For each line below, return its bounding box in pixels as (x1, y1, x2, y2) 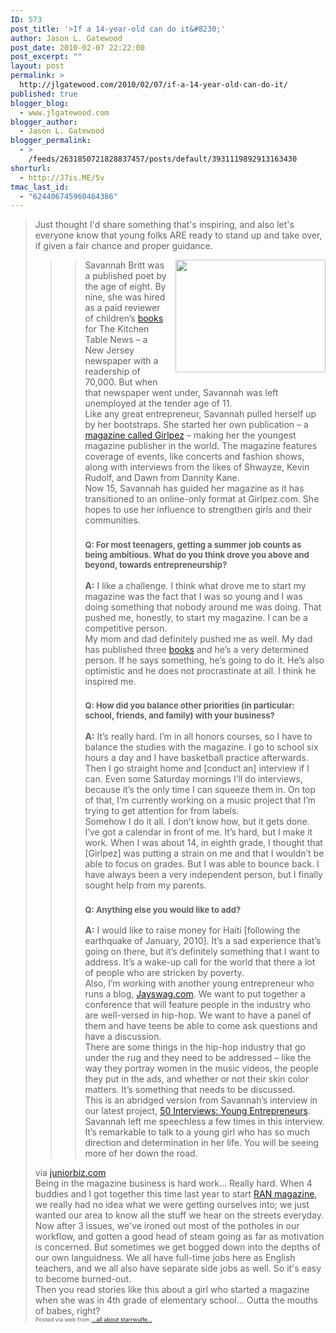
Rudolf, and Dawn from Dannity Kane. (84, 472, 240, 484)
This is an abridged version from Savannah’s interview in (84, 1094, 318, 1106)
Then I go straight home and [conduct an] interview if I (84, 762, 310, 774)
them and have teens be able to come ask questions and (84, 1020, 318, 1032)
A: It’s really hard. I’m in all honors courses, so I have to (84, 730, 313, 742)
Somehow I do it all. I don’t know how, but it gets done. (84, 815, 310, 827)
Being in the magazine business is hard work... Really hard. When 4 (34, 1177, 313, 1190)
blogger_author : (10, 117, 78, 127)
